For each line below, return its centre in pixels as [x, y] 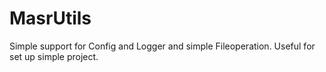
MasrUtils [50, 18]
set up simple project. [54, 56]
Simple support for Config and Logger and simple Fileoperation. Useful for [162, 46]
